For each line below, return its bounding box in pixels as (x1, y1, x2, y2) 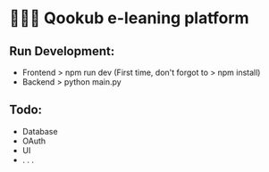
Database (21, 126, 58, 136)
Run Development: (9, 44, 115, 59)
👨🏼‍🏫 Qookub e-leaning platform (9, 8, 249, 29)
